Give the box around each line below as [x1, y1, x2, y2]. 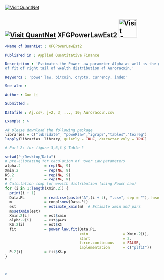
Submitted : [5, 101, 29, 106]
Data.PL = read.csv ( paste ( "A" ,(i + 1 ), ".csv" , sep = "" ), [9, 195, 150, 200]
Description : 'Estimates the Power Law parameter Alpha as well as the [5, 61, 156, 66]
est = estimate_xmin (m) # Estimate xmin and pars [9, 204, 141, 209]
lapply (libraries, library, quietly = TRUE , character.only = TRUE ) [5, 137, 147, 141]
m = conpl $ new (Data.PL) [9, 200, 89, 204]
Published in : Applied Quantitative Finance [5, 53, 99, 58]
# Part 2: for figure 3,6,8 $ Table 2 [5, 145, 84, 151]
